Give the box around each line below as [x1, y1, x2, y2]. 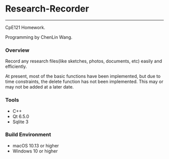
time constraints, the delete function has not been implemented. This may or [5, 78, 163, 85]
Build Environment [5, 131, 51, 138]
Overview [5, 46, 30, 53]
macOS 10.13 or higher [12, 142, 59, 148]
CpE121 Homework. [5, 24, 45, 30]
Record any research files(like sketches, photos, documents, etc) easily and [5, 58, 162, 64]
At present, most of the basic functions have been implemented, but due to [5, 73, 161, 79]
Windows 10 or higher [12, 148, 58, 154]
